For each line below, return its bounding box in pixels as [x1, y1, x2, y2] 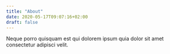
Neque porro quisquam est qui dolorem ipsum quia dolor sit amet [6, 35, 164, 42]
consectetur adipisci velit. [6, 41, 69, 48]
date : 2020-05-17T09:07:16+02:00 [6, 14, 88, 20]
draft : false [6, 19, 38, 25]
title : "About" [6, 8, 44, 15]
